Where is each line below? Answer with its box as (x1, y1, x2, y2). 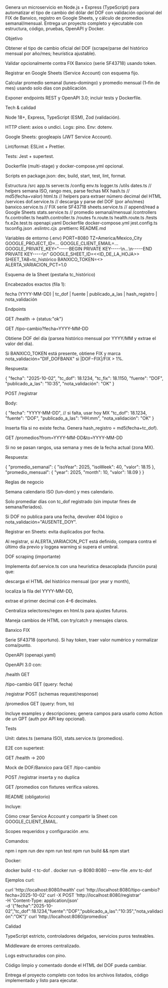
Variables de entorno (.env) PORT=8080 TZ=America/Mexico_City (5, 235, 142, 241)
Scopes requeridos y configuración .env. (5, 829, 90, 834)
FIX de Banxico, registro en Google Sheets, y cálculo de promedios (5, 15, 144, 21)
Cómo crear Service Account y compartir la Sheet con (5, 813, 118, 819)
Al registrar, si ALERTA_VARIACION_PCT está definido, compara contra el (5, 538, 157, 544)
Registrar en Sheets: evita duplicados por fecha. (5, 529, 105, 535)
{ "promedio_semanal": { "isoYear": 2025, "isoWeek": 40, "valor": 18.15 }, (5, 464, 155, 470)
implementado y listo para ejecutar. (5, 977, 78, 983)
